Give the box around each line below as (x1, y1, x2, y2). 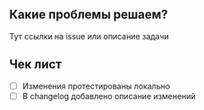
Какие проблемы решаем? (9, 7, 168, 22)
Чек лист (9, 57, 63, 72)
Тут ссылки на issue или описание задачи (9, 30, 170, 41)
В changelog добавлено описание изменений (21, 90, 196, 101)
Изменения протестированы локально (21, 80, 171, 91)
